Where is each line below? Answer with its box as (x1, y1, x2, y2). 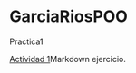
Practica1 (9, 36, 44, 47)
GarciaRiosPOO (9, 6, 129, 27)
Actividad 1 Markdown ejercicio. (9, 53, 127, 64)
